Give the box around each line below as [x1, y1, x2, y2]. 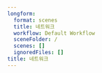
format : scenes [13, 17, 58, 24]
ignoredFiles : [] [13, 49, 64, 56]
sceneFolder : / [13, 36, 58, 43]
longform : [7, 10, 36, 17]
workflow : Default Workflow [13, 29, 96, 37]
